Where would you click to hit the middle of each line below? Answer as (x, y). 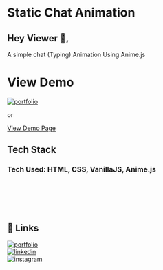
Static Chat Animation (71, 13)
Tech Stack (32, 150)
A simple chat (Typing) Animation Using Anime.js (76, 54)
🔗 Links (23, 228)
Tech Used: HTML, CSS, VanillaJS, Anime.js (81, 169)
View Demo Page (32, 128)
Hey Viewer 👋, (38, 38)
